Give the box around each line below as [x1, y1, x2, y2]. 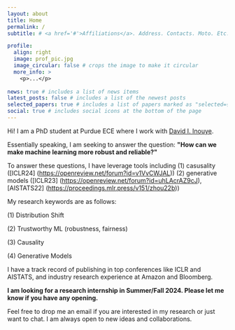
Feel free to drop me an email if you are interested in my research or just [7, 307, 215, 315]
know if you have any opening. [7, 294, 99, 302]
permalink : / [7, 23, 45, 30]
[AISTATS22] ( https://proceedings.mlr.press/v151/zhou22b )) [7, 184, 180, 192]
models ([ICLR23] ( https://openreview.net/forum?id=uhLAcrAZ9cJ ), [7, 176, 202, 184]
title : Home [7, 17, 42, 24]
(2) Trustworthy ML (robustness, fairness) [7, 224, 128, 233]
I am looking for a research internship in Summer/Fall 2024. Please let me [7, 286, 225, 294]
